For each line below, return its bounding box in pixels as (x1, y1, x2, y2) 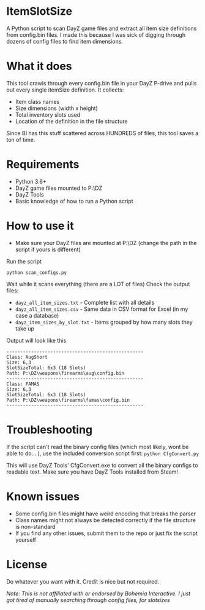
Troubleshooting (6, 423, 93, 437)
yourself (15, 536, 37, 543)
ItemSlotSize (6, 4, 72, 18)
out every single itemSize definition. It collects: (6, 86, 124, 93)
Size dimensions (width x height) (15, 104, 98, 112)
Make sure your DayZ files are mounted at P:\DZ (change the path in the (15, 239, 197, 246)
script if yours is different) (15, 246, 81, 253)
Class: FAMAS (6, 381, 40, 387)
